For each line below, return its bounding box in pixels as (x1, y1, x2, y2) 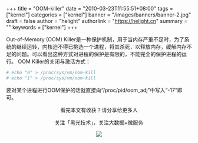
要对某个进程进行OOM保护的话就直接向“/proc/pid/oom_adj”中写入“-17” (6, 87, 178, 94)
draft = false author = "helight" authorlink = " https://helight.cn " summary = (6, 18, 188, 24)
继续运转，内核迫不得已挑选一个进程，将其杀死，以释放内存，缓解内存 (16, 44, 187, 50)
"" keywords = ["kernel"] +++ (6, 24, 78, 31)
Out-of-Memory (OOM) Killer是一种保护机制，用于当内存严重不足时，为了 (6, 36, 184, 43)
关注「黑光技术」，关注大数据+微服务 (54, 119, 144, 126)
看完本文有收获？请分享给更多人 (60, 106, 138, 114)
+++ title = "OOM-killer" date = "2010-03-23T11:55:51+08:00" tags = (6, 5, 174, 12)
